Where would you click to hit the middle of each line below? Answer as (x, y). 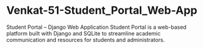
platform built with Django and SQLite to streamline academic (83, 33)
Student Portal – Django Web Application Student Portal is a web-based (96, 27)
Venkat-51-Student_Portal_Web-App (102, 10)
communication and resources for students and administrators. (86, 40)
